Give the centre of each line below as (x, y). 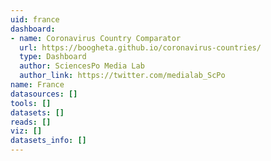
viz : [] (26, 131)
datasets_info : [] (48, 141)
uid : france (35, 19)
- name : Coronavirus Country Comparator (96, 38)
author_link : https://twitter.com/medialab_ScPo (122, 76)
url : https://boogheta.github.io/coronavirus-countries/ (140, 47)
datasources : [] (44, 94)
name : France (37, 85)
